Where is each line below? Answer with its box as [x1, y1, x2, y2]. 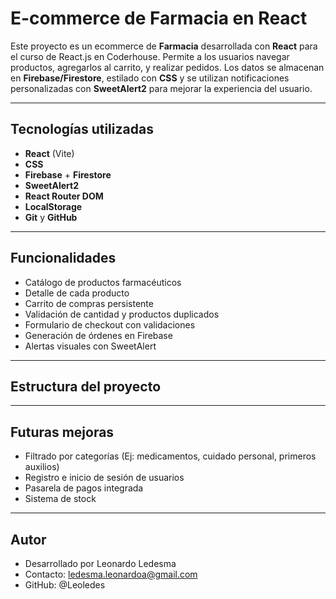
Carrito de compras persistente [24, 297, 154, 309]
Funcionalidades [10, 250, 117, 267]
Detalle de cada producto [24, 287, 130, 299]
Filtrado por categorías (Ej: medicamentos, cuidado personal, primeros [24, 450, 317, 462]
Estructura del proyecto [10, 378, 162, 395]
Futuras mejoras [10, 423, 115, 441]
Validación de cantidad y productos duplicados [24, 308, 220, 320]
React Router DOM [24, 190, 104, 202]
